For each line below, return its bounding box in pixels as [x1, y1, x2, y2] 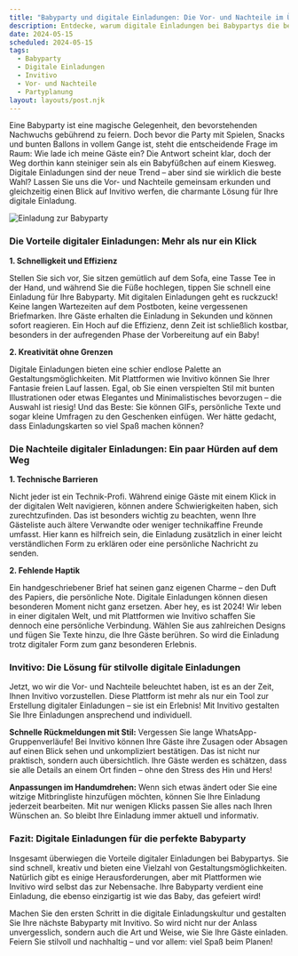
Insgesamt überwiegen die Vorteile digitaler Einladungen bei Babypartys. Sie [9, 853, 289, 864]
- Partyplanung [17, 87, 74, 96]
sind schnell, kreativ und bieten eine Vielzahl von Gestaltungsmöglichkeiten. [9, 862, 287, 872]
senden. [9, 548, 39, 558]
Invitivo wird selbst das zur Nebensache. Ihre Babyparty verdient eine [9, 881, 263, 892]
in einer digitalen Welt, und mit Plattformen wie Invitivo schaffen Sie [9, 610, 255, 621]
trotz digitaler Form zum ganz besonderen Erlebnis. [9, 639, 197, 649]
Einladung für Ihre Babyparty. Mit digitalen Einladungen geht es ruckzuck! [9, 291, 278, 302]
